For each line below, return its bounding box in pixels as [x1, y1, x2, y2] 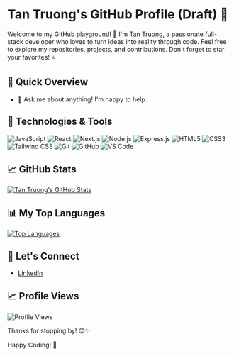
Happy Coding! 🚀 [7, 340, 57, 349]
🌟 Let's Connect [7, 250, 79, 262]
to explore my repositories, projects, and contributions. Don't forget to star [7, 45, 225, 53]
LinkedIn [17, 269, 43, 277]
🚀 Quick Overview [7, 76, 89, 88]
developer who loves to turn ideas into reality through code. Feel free [24, 37, 227, 45]
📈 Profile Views [7, 290, 79, 302]
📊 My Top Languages [7, 207, 106, 219]
